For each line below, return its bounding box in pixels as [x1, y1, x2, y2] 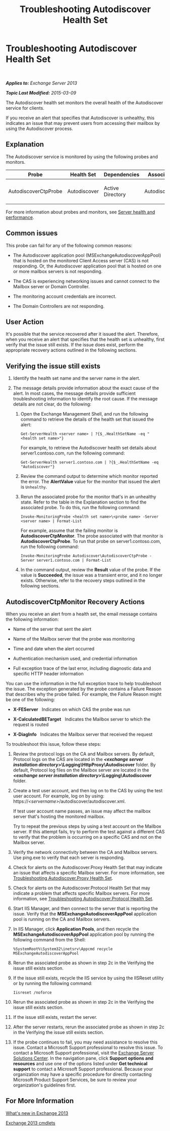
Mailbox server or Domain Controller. [13, 283, 90, 289]
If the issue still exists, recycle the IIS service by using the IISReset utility [13, 975, 164, 981]
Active [103, 185, 119, 192]
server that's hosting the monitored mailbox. [13, 813, 105, 820]
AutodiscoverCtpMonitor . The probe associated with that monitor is [20, 533, 163, 539]
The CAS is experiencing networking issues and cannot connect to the [13, 278, 160, 284]
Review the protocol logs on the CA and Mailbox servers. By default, [13, 751, 155, 757]
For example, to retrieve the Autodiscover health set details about [20, 445, 157, 451]
